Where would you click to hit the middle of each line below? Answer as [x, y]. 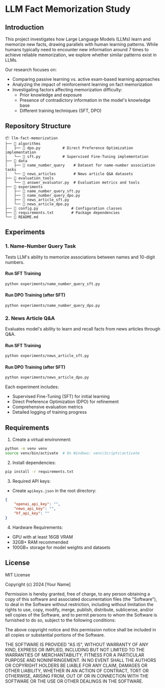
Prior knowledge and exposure [51, 95]
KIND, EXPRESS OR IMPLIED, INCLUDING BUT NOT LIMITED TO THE [75, 650]
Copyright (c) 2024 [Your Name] [38, 584]
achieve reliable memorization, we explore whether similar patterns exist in [81, 55]
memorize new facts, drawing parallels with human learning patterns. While [82, 44]
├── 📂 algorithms [23, 144]
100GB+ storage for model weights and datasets [61, 547]
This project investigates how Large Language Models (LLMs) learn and [78, 39]
